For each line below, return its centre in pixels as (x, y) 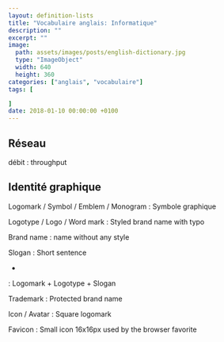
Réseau (27, 143)
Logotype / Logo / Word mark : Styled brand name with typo (106, 221)
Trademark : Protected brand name (65, 298)
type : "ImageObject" (49, 60)
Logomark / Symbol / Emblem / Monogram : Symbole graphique (112, 206)
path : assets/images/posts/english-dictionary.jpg (101, 52)
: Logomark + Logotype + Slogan (62, 283)
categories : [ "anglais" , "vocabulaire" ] (76, 82)
